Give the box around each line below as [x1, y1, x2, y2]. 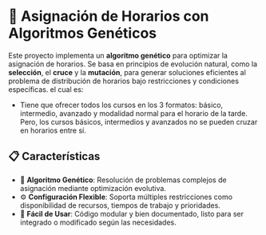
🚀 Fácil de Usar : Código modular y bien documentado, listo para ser [19, 209, 244, 218]
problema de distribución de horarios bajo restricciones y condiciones [8, 76, 240, 86]
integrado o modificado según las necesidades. [19, 217, 177, 227]
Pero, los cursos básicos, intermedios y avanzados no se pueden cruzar [19, 117, 258, 126]
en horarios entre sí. [19, 125, 86, 135]
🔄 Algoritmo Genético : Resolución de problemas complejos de [19, 175, 227, 185]
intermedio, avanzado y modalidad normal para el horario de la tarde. [19, 108, 248, 118]
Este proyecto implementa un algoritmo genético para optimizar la [8, 50, 228, 60]
